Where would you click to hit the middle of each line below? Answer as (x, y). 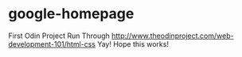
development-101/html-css (52, 44)
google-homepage (71, 14)
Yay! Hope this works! (133, 44)
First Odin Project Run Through (59, 36)
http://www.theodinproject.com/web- (172, 36)
